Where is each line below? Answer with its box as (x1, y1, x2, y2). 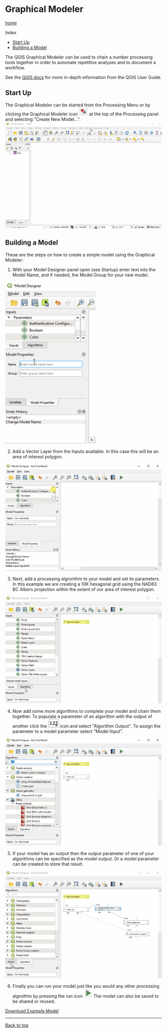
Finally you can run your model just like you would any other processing (12, 983, 160, 989)
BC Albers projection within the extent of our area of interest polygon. (12, 586, 155, 592)
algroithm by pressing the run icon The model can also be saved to (12, 993, 159, 999)
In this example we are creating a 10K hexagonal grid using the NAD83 (12, 581, 157, 587)
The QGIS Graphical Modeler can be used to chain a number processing (5, 54, 153, 60)
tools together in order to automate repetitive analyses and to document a (5, 59, 156, 65)
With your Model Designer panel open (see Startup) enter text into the (12, 266, 156, 272)
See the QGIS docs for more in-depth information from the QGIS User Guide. (5, 74, 162, 80)
